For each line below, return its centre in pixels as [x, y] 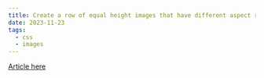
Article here [27, 66]
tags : [17, 30]
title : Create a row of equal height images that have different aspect [130, 15]
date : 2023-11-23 [37, 23]
